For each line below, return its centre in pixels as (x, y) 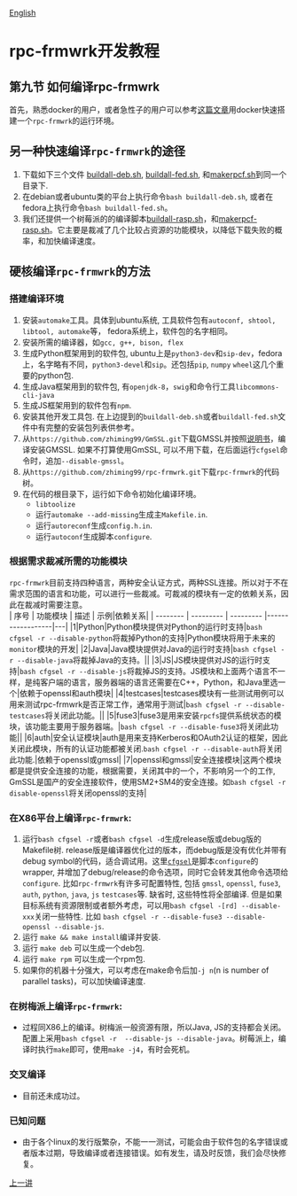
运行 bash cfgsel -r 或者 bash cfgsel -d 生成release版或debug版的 (141, 839)
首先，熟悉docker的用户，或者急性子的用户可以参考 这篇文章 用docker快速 (143, 109)
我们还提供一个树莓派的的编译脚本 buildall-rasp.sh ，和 (120, 218)
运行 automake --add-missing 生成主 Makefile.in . (121, 514)
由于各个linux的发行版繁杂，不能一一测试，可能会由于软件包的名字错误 (151, 1141)
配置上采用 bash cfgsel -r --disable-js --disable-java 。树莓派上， (150, 1038)
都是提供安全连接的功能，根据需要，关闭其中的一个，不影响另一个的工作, (143, 771)
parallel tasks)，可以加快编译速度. (84, 982)
